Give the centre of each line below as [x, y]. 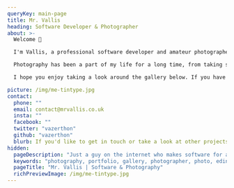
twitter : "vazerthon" [45, 129]
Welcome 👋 [28, 40]
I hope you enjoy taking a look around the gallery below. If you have [120, 77]
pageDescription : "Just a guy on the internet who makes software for [118, 155]
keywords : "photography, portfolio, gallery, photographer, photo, [114, 161]
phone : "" [28, 103]
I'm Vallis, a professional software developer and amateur [102, 52]
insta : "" [28, 116]
